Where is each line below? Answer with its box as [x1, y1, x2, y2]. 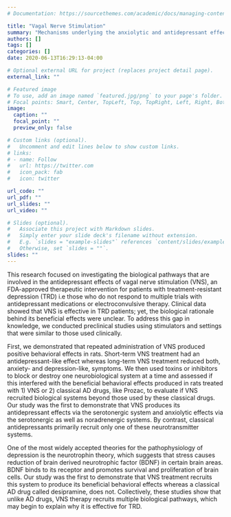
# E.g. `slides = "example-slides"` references [7, 239, 153, 245]
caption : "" [13, 112, 48, 119]
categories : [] [7, 48, 51, 55]
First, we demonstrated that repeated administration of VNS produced [7, 342, 205, 350]
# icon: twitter [7, 175, 60, 183]
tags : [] [7, 42, 32, 49]
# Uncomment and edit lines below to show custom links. [7, 143, 180, 150]
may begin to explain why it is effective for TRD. [7, 502, 142, 510]
